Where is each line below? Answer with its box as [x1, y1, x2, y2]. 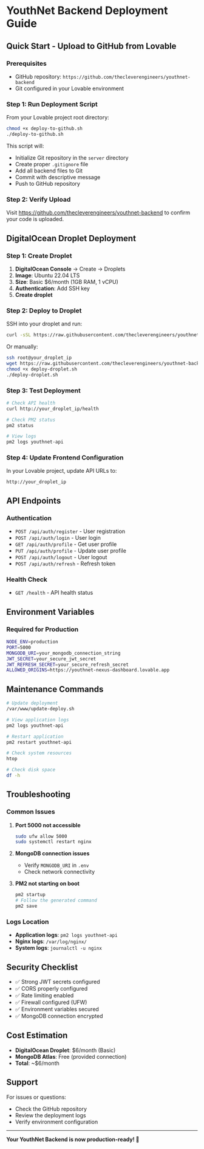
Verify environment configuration [15, 1118, 98, 1125]
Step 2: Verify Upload [6, 195, 71, 203]
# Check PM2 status [6, 417, 56, 423]
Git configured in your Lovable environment [15, 85, 124, 92]
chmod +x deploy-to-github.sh [6, 126, 83, 132]
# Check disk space [6, 767, 56, 773]
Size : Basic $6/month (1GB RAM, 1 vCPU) [15, 278, 118, 285]
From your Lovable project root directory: [6, 114, 109, 121]
